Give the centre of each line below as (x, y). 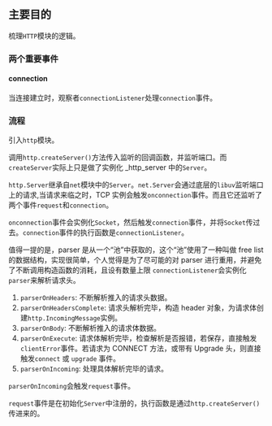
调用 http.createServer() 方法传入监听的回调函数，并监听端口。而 (118, 158)
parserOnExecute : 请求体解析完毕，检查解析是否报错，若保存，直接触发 (138, 338)
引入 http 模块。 (34, 140)
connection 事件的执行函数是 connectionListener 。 (106, 233)
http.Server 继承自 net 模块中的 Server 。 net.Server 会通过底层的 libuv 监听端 (133, 185)
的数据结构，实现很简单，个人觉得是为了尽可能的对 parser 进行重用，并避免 (135, 260)
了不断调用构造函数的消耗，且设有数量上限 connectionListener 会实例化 (127, 270)
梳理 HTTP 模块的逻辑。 (44, 36)
